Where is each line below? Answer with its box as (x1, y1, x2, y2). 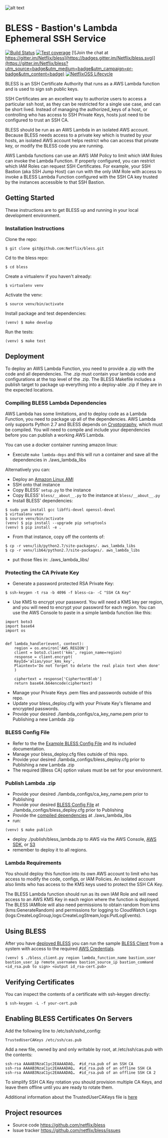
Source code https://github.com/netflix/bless (12, 1122, 105, 1128)
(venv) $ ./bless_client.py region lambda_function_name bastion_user (5, 955, 156, 961)
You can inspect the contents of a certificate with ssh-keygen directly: (5, 991, 150, 997)
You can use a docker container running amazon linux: (5, 442, 118, 448)
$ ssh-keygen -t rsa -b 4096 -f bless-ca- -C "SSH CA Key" (5, 590, 131, 595)
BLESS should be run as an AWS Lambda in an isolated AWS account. (5, 127, 149, 133)
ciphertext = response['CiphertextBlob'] (14, 677, 102, 682)
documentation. (12, 745, 45, 751)
